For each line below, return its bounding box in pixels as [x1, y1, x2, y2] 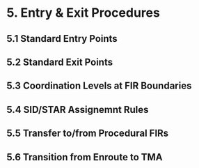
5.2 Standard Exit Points [6, 56, 113, 68]
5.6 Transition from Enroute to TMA [6, 151, 163, 163]
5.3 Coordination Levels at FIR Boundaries [6, 80, 192, 92]
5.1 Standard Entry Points [6, 33, 118, 45]
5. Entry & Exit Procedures [6, 5, 161, 21]
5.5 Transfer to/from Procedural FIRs [6, 128, 169, 139]
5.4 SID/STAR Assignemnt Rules [6, 103, 149, 116]
